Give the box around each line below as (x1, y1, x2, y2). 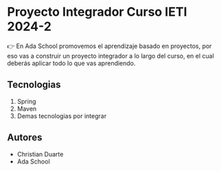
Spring (16, 97, 36, 105)
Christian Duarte (16, 150, 64, 158)
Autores (7, 132, 43, 144)
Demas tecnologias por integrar (16, 111, 107, 120)
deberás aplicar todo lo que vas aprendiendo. (7, 59, 136, 67)
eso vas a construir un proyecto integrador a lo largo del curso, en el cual (7, 52, 214, 60)
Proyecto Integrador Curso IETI (7, 4, 187, 20)
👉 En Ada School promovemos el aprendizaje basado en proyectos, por (7, 42, 212, 50)
